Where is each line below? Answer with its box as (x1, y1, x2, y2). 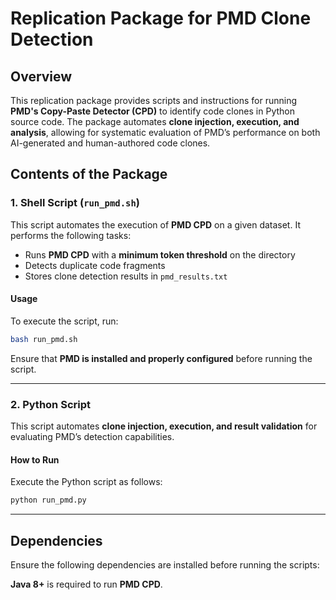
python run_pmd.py (10, 495, 87, 506)
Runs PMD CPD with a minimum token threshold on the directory (24, 248, 296, 261)
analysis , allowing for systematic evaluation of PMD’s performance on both (10, 127, 321, 138)
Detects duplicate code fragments (24, 259, 166, 271)
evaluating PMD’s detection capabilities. (10, 431, 175, 443)
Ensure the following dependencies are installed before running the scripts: (10, 558, 320, 571)
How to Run (10, 453, 60, 466)
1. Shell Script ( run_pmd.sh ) (10, 196, 141, 210)
